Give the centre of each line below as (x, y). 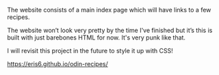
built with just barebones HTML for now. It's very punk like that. (96, 37)
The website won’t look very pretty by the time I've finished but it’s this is (110, 30)
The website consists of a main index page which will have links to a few (109, 10)
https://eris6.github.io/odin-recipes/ (57, 64)
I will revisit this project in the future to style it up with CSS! (90, 51)
